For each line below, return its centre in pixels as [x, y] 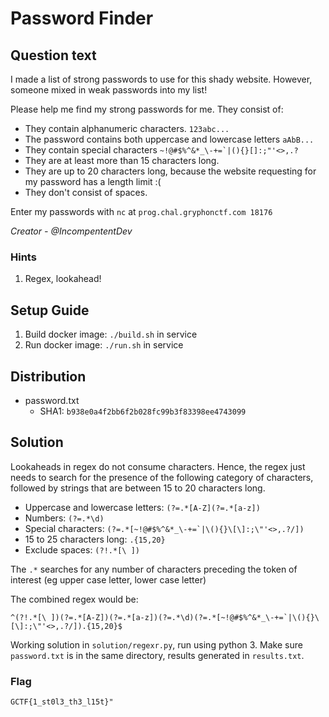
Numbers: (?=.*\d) [64, 518]
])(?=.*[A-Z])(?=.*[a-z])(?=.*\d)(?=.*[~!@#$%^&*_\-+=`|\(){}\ [185, 617]
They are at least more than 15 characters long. [122, 160]
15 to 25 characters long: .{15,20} [95, 539]
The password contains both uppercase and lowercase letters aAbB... [169, 139]
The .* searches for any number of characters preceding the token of [154, 569]
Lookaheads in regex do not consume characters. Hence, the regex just [158, 466]
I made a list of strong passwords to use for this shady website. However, [161, 79]
